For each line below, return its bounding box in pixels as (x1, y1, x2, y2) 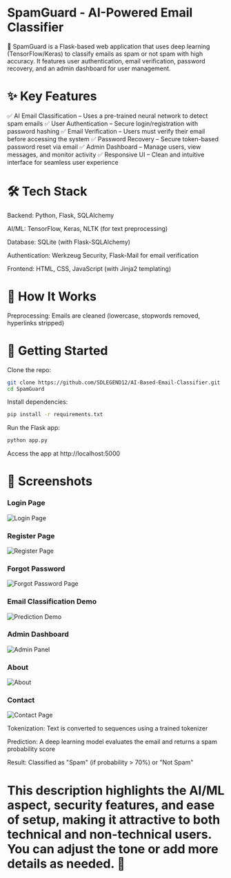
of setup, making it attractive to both (7, 812, 221, 828)
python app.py (7, 437, 48, 444)
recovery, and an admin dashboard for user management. (7, 64, 171, 72)
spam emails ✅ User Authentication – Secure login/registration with (7, 119, 199, 127)
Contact (7, 695, 35, 705)
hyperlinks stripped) (7, 318, 64, 327)
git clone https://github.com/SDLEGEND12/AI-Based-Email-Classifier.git (7, 379, 221, 386)
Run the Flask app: (7, 424, 61, 432)
